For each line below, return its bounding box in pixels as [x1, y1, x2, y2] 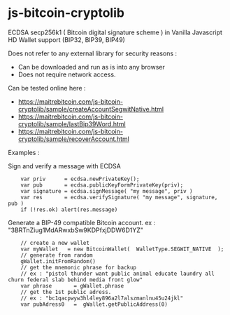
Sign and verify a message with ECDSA [8, 161, 121, 170]
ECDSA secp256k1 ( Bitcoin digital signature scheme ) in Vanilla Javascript [8, 28, 223, 36]
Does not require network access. [17, 70, 116, 79]
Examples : [8, 148, 40, 156]
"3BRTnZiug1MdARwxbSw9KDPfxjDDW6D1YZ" [8, 226, 144, 234]
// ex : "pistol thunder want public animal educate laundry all [20, 270, 215, 277]
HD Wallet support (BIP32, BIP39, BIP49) [8, 35, 125, 43]
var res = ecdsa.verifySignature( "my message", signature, [20, 194, 218, 201]
